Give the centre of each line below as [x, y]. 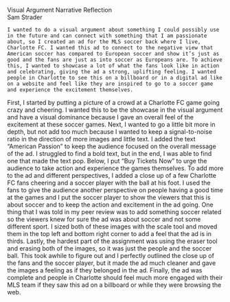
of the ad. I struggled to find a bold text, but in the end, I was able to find [110, 153]
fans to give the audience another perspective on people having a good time [115, 190]
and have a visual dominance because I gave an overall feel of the [101, 117]
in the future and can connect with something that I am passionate [107, 36]
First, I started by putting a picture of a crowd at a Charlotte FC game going [113, 103]
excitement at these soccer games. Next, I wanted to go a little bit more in [111, 124]
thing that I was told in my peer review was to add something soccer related [114, 212]
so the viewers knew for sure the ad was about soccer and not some [104, 219]
